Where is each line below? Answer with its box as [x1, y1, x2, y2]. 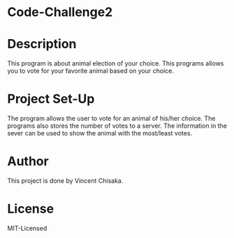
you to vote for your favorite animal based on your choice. [7, 67, 175, 75]
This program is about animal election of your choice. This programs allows [7, 59, 224, 68]
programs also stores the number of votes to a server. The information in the [7, 121, 227, 130]
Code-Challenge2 [7, 4, 113, 20]
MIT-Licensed [7, 224, 47, 232]
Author [7, 154, 49, 170]
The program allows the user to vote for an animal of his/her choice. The [7, 114, 216, 123]
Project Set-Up [7, 91, 95, 107]
